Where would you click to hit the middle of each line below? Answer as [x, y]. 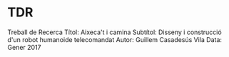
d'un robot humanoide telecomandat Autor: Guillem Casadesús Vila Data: [115, 39]
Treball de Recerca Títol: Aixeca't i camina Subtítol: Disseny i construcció [115, 32]
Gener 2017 [24, 47]
